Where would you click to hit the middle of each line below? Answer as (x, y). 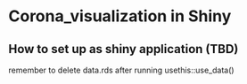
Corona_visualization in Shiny (120, 16)
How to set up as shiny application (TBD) (123, 49)
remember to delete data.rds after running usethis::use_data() (121, 70)
